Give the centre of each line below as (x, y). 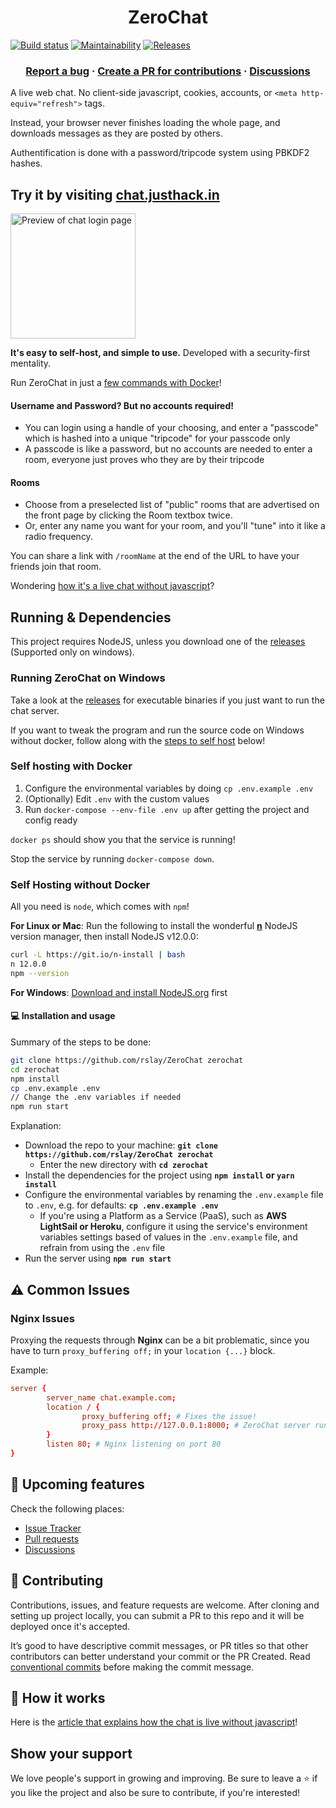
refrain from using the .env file (102, 1248)
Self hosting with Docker (71, 766)
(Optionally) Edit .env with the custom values (117, 798)
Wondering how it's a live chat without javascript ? (112, 586)
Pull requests (52, 1538)
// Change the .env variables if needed (96, 1097)
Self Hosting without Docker (80, 884)
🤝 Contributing (57, 1581)
